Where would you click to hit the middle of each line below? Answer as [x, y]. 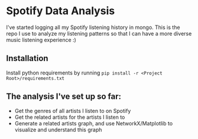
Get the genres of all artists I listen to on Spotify [73, 111]
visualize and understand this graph [58, 130]
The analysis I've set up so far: [64, 97]
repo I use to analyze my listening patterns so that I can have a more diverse [99, 33]
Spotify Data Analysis [61, 11]
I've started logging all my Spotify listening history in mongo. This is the [93, 27]
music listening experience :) [41, 40]
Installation [27, 58]
